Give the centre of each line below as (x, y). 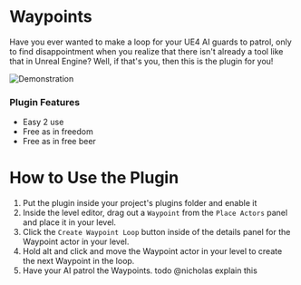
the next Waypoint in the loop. (78, 261)
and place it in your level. (69, 222)
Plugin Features (44, 102)
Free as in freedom (58, 132)
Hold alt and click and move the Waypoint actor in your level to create (152, 251)
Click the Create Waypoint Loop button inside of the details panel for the (156, 232)
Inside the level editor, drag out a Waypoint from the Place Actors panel (155, 213)
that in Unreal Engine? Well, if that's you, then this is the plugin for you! (141, 61)
